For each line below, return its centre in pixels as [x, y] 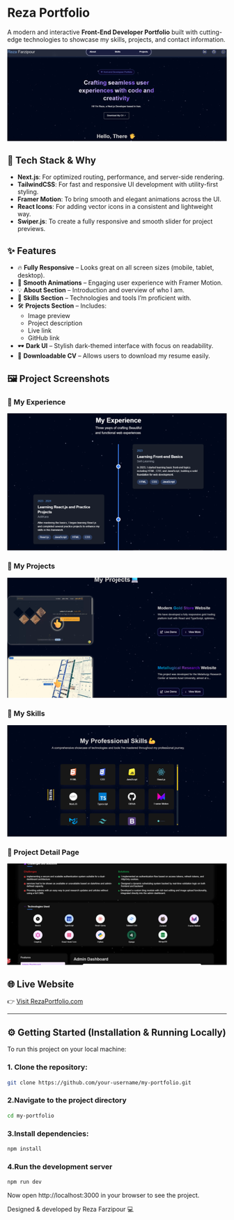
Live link [40, 331]
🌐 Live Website [41, 984]
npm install [24, 1149]
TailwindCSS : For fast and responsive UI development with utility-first [117, 184]
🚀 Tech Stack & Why [52, 160]
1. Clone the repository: [48, 1068]
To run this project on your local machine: [67, 1049]
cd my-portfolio [31, 1116]
